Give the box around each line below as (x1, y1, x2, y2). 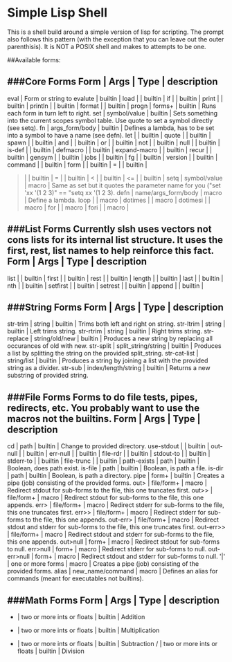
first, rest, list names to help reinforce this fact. (7, 245, 214, 257)
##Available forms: (7, 55, 61, 64)
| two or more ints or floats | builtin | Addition (17, 613, 145, 620)
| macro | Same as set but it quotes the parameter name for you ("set (24, 181, 222, 190)
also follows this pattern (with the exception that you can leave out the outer (7, 35, 224, 43)
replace (7, 334, 29, 343)
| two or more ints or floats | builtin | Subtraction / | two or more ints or (17, 640, 218, 647)
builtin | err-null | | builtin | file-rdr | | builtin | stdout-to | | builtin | (26, 450, 211, 458)
